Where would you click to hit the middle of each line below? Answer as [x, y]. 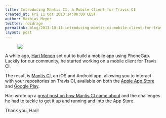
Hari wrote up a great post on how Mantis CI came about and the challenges [83, 96]
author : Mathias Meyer [28, 19]
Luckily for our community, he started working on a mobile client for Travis [81, 61]
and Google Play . [22, 86]
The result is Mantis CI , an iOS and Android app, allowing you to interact [78, 76]
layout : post [19, 32]
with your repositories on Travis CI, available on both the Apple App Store [80, 81]
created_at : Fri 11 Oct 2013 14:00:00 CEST [51, 14]
